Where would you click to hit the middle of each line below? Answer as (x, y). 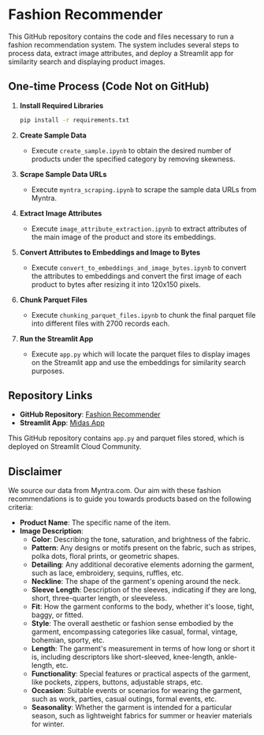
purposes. (48, 371)
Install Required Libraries (61, 105)
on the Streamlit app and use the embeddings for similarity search (139, 362)
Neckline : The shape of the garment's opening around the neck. (136, 582)
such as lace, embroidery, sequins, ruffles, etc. (107, 573)
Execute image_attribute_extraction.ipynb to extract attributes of (139, 228)
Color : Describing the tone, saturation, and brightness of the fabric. (141, 540)
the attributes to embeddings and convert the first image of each (136, 276)
